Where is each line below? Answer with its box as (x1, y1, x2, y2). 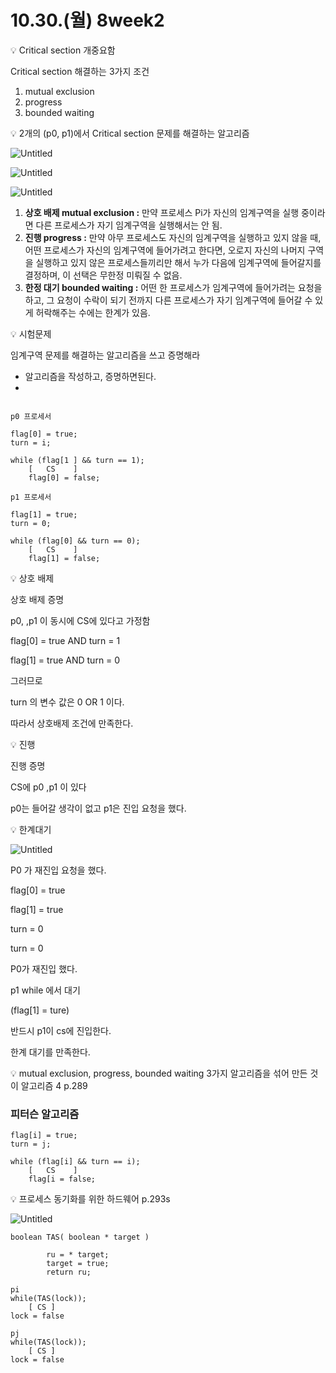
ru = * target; (46, 1250, 110, 1260)
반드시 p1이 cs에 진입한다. (10, 1024, 112, 1036)
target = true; (46, 1259, 110, 1269)
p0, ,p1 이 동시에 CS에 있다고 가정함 (10, 614, 151, 626)
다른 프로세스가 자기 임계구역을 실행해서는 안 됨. (35, 219, 223, 231)
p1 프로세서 (10, 492, 52, 502)
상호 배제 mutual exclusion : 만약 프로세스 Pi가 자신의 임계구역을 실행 (24, 206, 300, 218)
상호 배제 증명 (10, 593, 65, 605)
